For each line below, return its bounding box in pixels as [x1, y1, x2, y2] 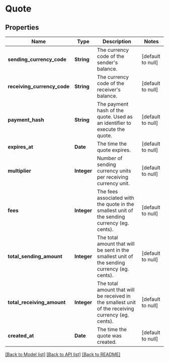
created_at [8, 332, 34, 339]
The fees [97, 188, 118, 195]
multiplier [8, 167, 32, 174]
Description [102, 38, 132, 45]
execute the [97, 126, 125, 132]
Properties [5, 23, 39, 32]
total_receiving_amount [8, 299, 66, 306]
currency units [97, 167, 131, 174]
